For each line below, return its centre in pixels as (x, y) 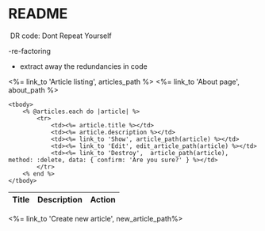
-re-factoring (30, 51)
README (38, 14)
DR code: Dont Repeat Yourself (61, 36)
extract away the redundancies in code (84, 66)
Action (103, 199)
